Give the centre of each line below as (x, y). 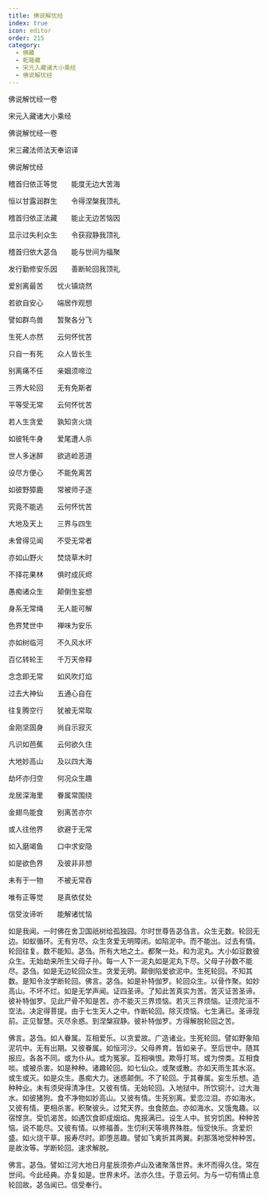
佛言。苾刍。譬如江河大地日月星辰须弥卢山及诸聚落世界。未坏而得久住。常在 (134, 1164)
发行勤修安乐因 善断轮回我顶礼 (64, 268)
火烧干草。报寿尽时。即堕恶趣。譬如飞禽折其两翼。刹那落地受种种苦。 (144, 1137)
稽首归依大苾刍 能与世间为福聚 (64, 252)
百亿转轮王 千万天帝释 (50, 659)
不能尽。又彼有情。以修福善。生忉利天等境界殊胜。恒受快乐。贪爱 (137, 1127)
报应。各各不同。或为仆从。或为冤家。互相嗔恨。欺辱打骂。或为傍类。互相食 (134, 1058)
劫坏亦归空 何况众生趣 (50, 778)
